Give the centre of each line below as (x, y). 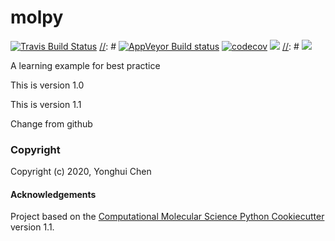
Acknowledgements (53, 194)
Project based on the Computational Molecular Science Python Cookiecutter (167, 217)
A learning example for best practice (85, 65)
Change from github (51, 123)
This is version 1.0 (47, 85)
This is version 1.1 (46, 104)
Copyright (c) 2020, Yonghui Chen (81, 172)
